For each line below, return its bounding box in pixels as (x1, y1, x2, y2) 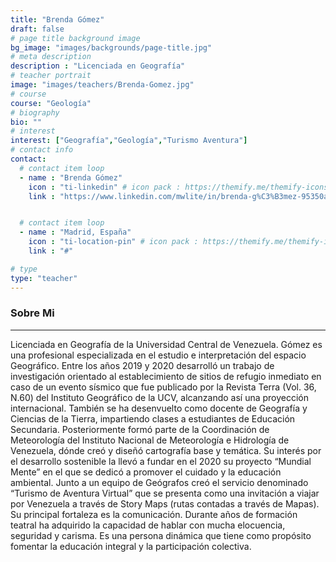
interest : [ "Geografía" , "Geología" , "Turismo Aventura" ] (10, 136, 248, 146)
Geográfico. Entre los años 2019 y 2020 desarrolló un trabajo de (10, 359, 275, 371)
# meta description (10, 52, 92, 62)
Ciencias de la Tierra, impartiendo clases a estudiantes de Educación (10, 412, 296, 425)
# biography (10, 107, 60, 118)
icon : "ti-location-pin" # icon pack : (28, 237, 199, 247)
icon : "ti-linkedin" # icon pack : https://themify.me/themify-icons (28, 182, 329, 192)
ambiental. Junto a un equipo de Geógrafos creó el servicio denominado (10, 476, 309, 488)
